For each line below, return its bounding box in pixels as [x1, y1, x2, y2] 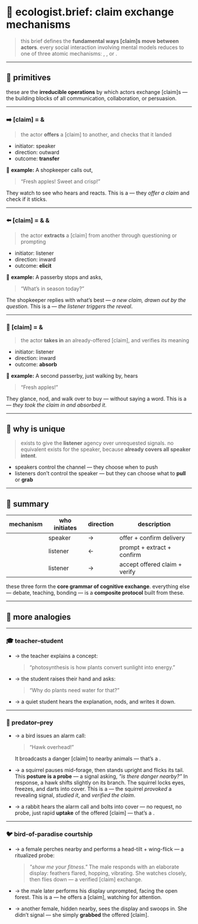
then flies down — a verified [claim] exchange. [29, 876, 143, 883]
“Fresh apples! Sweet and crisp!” [20, 178, 101, 185]
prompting [20, 238, 46, 245]
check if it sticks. [6, 196, 47, 203]
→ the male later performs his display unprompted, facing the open [14, 887, 178, 894]
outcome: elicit [14, 262, 52, 270]
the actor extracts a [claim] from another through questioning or [20, 232, 177, 239]
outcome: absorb [14, 361, 57, 368]
